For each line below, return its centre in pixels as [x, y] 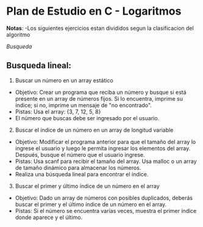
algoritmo [18, 34]
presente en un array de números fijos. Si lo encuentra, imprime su [99, 98]
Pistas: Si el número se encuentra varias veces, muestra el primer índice [106, 211]
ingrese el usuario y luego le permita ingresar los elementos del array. [103, 148]
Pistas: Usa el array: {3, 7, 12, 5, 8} [58, 112]
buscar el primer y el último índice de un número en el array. [91, 204]
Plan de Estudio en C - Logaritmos [94, 11]
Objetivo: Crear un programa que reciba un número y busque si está [101, 92]
